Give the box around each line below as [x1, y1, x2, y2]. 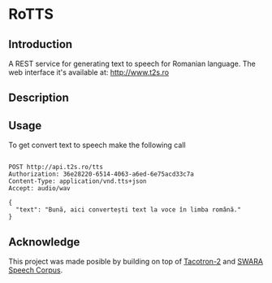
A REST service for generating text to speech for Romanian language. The [8, 59, 256, 68]
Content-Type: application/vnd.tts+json [8, 177, 148, 185]
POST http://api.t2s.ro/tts [8, 163, 104, 172]
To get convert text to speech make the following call [8, 140, 186, 150]
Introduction [8, 37, 73, 51]
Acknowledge [8, 235, 80, 249]
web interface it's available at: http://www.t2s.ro [8, 67, 169, 77]
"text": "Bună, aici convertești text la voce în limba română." [15, 206, 242, 214]
